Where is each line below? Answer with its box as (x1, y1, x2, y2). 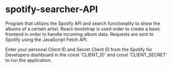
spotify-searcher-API (5, 4, 98, 15)
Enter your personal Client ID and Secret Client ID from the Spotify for (5, 46, 152, 52)
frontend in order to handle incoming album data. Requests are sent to (5, 31, 154, 37)
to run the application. (5, 57, 52, 63)
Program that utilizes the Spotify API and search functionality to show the (5, 20, 160, 26)
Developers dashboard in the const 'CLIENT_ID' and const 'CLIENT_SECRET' (5, 52, 167, 58)
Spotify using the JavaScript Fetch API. (5, 37, 88, 43)
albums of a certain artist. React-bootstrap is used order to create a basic (5, 25, 161, 31)
